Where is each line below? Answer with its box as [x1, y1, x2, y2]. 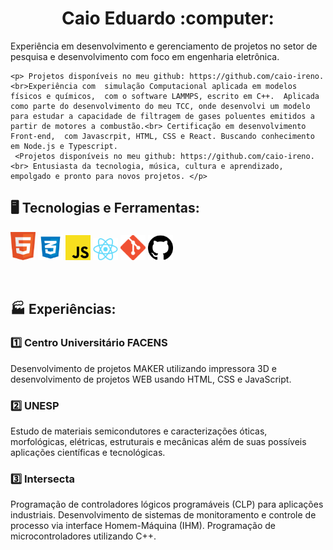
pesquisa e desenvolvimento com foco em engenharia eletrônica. [10, 50, 280, 62]
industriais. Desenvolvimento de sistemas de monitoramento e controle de [10, 509, 317, 521]
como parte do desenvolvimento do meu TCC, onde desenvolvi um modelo [10, 101, 311, 111]
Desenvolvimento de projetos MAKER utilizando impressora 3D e [10, 362, 277, 374]
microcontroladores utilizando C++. [10, 530, 157, 542]
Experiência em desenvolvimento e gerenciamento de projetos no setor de [10, 40, 318, 52]
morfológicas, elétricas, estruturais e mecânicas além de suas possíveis [10, 436, 307, 448]
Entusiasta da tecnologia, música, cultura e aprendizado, [32, 161, 284, 171]
